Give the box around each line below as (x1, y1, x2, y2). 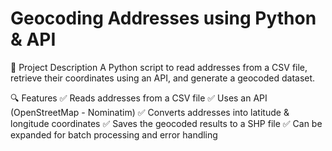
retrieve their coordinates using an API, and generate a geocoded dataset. (10, 72, 316, 84)
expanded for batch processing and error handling (10, 128, 218, 141)
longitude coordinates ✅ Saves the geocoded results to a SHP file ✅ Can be (10, 117, 323, 129)
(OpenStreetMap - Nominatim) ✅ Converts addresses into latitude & (10, 106, 290, 118)
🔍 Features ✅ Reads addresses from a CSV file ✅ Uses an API (10, 92, 268, 104)
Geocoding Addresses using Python (10, 7, 317, 30)
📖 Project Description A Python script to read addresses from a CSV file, (10, 61, 308, 73)
